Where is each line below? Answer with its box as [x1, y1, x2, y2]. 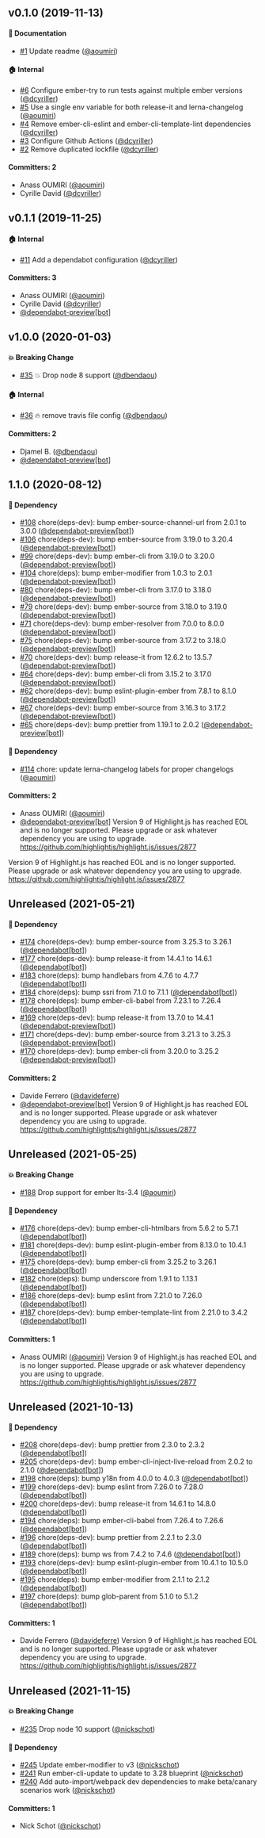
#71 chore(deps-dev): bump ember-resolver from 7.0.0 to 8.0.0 [19, 618, 225, 629]
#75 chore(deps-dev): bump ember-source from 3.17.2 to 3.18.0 [19, 636, 227, 645]
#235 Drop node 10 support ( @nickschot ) [19, 1724, 156, 1733]
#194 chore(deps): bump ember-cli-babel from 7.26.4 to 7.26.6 [19, 1516, 224, 1526]
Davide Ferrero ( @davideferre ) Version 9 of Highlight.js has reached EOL [19, 1636, 257, 1645]
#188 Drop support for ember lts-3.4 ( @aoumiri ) [19, 1188, 176, 1197]
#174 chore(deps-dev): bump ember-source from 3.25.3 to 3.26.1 [19, 937, 232, 947]
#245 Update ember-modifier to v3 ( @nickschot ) [19, 1760, 180, 1770]
